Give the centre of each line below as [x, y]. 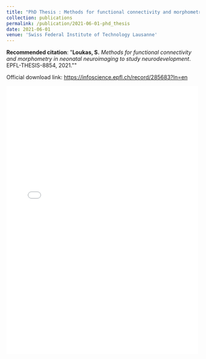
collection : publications [39, 18]
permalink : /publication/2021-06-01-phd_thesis [68, 23]
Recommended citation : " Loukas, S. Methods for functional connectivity [99, 52]
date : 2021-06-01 [29, 29]
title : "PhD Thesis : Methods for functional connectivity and [89, 12]
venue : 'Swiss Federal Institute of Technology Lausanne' [82, 35]
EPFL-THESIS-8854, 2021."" [42, 66]
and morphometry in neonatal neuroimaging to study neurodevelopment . [99, 59]
